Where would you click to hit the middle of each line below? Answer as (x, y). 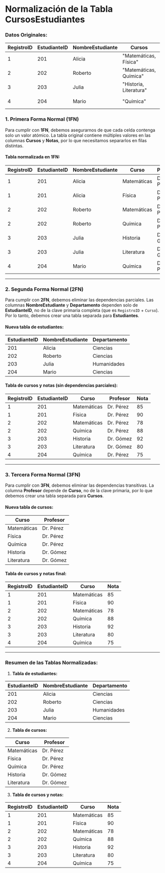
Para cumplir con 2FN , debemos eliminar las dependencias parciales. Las (79, 300)
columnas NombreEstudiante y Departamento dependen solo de (72, 305)
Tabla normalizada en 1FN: (33, 157)
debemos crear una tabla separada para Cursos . (55, 496)
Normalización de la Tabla (59, 9)
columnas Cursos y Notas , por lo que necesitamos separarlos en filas (76, 140)
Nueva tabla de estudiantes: (34, 327)
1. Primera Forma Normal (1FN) (42, 119)
